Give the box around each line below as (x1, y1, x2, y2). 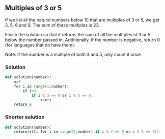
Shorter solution (5, 114, 45, 120)
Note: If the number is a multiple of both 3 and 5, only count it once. (5, 51, 142, 57)
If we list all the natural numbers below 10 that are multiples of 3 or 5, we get (5, 17, 160, 23)
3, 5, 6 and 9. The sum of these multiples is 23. (5, 22, 100, 28)
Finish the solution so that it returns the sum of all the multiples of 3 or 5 (5, 31, 151, 37)
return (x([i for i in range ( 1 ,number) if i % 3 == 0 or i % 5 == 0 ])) (14, 129, 162, 134)
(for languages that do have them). (5, 42, 75, 48)
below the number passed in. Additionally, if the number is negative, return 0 (5, 37, 160, 43)
